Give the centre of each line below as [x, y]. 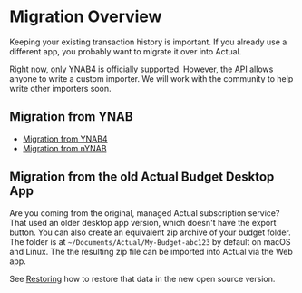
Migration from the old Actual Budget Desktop [142, 177]
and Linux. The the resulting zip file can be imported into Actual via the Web [151, 251]
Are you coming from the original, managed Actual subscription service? [145, 213]
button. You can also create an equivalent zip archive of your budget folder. [151, 232]
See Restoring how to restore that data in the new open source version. [142, 278]
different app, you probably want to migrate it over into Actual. [126, 51]
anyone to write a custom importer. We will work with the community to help [151, 78]
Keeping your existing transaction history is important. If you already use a [148, 42]
